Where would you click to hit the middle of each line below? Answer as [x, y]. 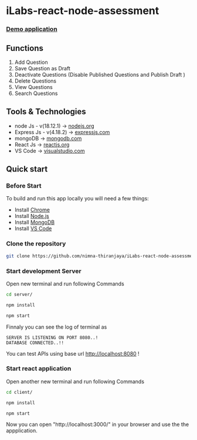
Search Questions [36, 93]
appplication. [22, 431]
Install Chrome [32, 210]
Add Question [31, 62]
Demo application [32, 29]
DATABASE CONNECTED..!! [35, 343]
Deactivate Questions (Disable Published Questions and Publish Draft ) [100, 74]
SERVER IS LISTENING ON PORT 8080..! [52, 337]
